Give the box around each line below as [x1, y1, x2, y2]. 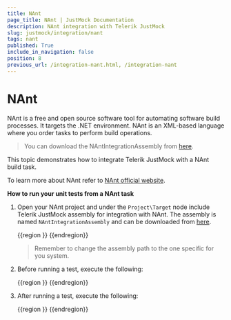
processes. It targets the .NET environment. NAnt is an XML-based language [7, 121, 225, 130]
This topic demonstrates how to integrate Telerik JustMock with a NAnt [7, 155, 210, 163]
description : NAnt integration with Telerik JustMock [7, 23, 165, 30]
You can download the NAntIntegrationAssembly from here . [23, 142, 194, 150]
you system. [34, 251, 70, 259]
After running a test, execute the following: [17, 291, 139, 300]
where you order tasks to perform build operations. [7, 128, 152, 137]
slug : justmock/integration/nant [7, 29, 103, 37]
